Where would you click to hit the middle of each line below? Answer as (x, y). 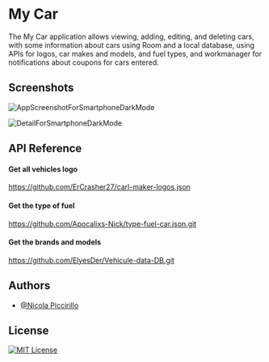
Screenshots (41, 88)
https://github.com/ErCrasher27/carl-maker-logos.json (100, 187)
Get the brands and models (55, 242)
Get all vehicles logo (43, 169)
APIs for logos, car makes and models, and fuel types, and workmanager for (135, 53)
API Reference (45, 149)
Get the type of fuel (42, 205)
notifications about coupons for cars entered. (84, 62)
